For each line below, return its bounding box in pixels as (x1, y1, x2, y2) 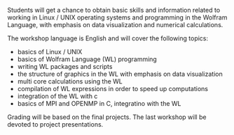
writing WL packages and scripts (17, 63, 113, 70)
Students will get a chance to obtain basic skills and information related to (7, 6, 221, 14)
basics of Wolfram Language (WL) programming (17, 55, 158, 63)
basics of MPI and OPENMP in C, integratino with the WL (17, 100, 181, 107)
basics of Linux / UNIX (17, 48, 83, 56)
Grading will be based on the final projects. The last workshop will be (7, 113, 207, 121)
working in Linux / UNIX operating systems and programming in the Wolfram (7, 13, 228, 22)
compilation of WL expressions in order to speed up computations (17, 85, 209, 93)
